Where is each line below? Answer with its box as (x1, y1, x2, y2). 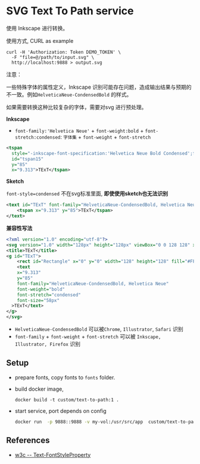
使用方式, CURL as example (6, 37, 74, 44)
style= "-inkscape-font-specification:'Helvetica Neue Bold (11, 150, 161, 156)
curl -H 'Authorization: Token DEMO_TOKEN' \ (6, 49, 121, 55)
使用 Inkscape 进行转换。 (6, 24, 68, 32)
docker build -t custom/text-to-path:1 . (14, 397, 119, 403)
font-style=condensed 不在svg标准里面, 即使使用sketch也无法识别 (6, 190, 168, 197)
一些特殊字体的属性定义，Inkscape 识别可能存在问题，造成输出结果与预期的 (6, 83, 192, 91)
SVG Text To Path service (6, 4, 134, 18)
